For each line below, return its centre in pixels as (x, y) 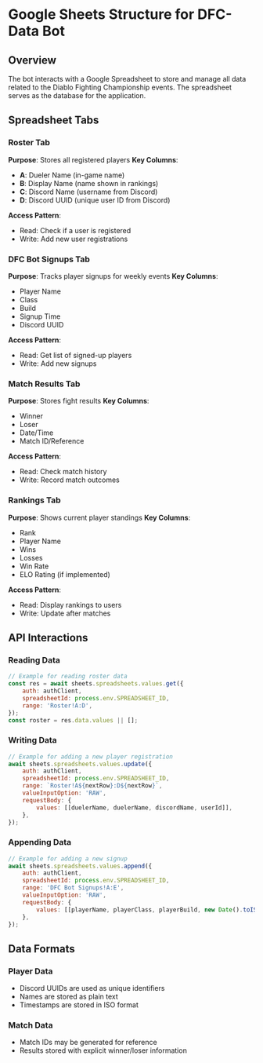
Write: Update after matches (65, 613)
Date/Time (36, 433)
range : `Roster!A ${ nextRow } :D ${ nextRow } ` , (92, 786)
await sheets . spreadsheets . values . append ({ (80, 866)
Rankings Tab (34, 500)
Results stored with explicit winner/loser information (103, 1050)
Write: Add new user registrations (74, 239)
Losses (31, 557)
